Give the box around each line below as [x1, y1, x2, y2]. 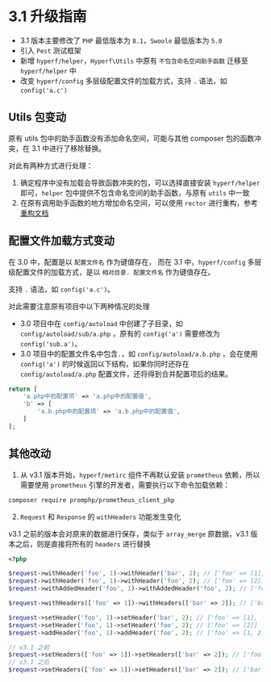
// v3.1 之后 [8, 659, 50, 667]
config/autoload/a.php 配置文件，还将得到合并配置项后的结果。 [19, 369, 233, 379]
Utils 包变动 [8, 111, 67, 124]
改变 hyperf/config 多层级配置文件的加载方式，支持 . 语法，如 [19, 76, 227, 86]
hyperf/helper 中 [19, 65, 77, 75]
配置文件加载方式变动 [8, 234, 115, 248]
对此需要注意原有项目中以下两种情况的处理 [8, 301, 150, 311]
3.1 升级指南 [8, 7, 87, 26]
